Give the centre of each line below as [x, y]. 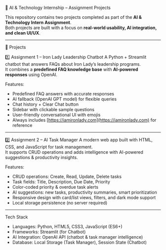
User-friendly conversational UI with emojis [56, 115]
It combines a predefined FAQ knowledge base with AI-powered [72, 69]
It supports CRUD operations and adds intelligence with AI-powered [74, 152]
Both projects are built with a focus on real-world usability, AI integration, [81, 28]
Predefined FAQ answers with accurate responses [63, 94]
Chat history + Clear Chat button [45, 104]
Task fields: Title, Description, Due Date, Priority [61, 182]
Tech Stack [17, 217]
